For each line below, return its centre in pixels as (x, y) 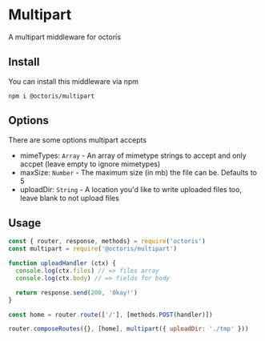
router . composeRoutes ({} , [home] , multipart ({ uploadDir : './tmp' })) (128, 329)
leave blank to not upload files (70, 198)
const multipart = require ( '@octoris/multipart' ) (93, 249)
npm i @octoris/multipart (51, 96)
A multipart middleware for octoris (65, 37)
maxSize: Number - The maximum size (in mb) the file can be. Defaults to (139, 172)
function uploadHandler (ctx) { (62, 263)
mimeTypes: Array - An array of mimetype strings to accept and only (133, 155)
